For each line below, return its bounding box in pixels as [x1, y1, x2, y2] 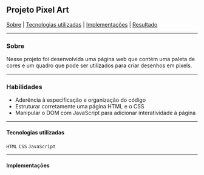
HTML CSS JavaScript [6, 144, 56, 150]
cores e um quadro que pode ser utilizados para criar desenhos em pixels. [6, 62, 192, 69]
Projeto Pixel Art [6, 5, 69, 15]
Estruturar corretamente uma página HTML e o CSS [15, 103, 144, 110]
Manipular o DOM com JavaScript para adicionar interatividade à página [15, 109, 196, 117]
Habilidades [6, 83, 42, 91]
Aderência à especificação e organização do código [15, 96, 146, 104]
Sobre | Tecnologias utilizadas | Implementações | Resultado [6, 21, 158, 28]
